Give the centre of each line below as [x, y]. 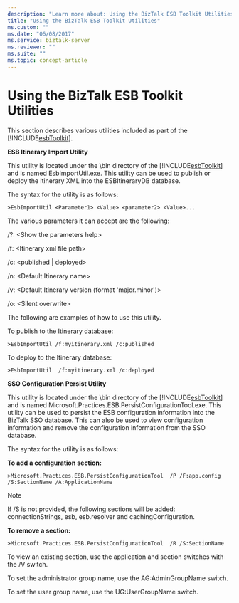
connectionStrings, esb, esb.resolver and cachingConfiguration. [101, 516]
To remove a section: [39, 530]
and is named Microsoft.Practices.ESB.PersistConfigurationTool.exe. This [115, 405]
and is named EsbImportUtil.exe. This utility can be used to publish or [109, 173]
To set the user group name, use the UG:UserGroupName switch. [103, 592]
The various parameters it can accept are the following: [89, 221]
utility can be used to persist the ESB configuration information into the [111, 412]
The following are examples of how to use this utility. [84, 317]
